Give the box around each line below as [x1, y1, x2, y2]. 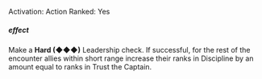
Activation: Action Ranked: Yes [8, 7, 110, 16]
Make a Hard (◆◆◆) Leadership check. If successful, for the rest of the [8, 45, 251, 54]
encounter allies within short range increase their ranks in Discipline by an [8, 53, 254, 63]
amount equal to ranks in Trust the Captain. [8, 61, 152, 71]
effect [8, 25, 30, 34]
